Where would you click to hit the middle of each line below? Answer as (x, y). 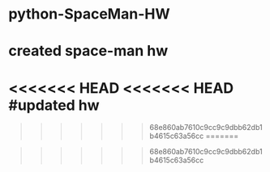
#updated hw (54, 105)
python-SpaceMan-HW (89, 14)
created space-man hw (88, 51)
